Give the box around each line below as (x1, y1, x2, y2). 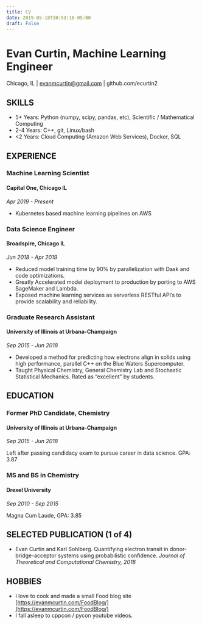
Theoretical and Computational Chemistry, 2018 (15, 558, 136, 566)
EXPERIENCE (6, 151, 57, 161)
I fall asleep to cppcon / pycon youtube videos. (15, 612, 133, 620)
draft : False (6, 20, 40, 26)
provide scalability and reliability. (15, 297, 97, 305)
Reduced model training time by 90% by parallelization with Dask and (15, 265, 190, 272)
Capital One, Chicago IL (6, 184, 67, 192)
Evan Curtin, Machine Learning (6, 46, 166, 60)
